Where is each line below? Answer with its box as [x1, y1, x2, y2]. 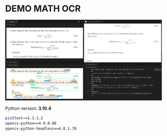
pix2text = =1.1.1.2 [5, 116, 43, 121]
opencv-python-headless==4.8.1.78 [5, 126, 77, 132]
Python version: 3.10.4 [5, 105, 52, 112]
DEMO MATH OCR [5, 3, 81, 14]
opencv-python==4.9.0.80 [5, 121, 57, 126]
